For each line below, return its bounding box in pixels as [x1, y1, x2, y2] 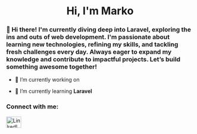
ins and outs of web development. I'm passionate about [6, 33, 170, 41]
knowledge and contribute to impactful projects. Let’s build [6, 55, 180, 64]
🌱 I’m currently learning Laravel [14, 88, 92, 95]
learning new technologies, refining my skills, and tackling [6, 40, 179, 49]
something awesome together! [6, 63, 97, 71]
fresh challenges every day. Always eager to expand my [6, 48, 172, 56]
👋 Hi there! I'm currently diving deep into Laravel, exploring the [6, 26, 192, 34]
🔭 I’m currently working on [14, 76, 80, 83]
